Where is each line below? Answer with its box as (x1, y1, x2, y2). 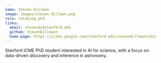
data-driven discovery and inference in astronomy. (5, 52, 107, 58)
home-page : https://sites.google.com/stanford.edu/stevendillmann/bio (9, 34, 157, 39)
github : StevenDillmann (9, 30, 58, 34)
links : (5, 20, 19, 26)
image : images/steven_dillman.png (5, 12, 76, 16)
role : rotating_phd (5, 16, 45, 21)
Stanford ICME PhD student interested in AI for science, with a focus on (5, 47, 149, 53)
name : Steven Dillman (5, 7, 49, 12)
